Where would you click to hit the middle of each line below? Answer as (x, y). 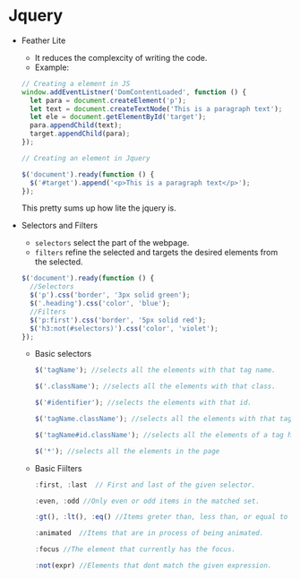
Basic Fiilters (58, 468)
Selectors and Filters (60, 226)
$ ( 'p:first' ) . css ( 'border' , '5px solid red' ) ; (118, 320)
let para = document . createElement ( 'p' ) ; (108, 100)
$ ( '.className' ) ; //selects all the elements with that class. (155, 386)
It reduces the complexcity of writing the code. (121, 57)
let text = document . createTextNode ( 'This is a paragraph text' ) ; (156, 108)
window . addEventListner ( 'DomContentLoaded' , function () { (134, 92)
